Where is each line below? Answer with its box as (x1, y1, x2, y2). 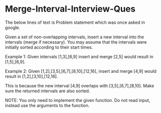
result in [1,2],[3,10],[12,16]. (5, 73, 58, 79)
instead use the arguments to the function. (5, 102, 90, 108)
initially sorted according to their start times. (5, 44, 93, 50)
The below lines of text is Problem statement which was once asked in (5, 19, 145, 25)
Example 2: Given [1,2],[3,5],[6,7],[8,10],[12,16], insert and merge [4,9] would (5, 68, 157, 74)
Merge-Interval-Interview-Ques (5, 3, 136, 15)
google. (5, 24, 20, 30)
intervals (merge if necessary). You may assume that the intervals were (5, 39, 147, 45)
